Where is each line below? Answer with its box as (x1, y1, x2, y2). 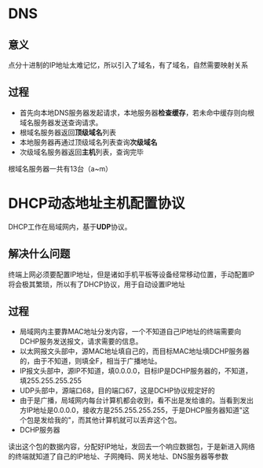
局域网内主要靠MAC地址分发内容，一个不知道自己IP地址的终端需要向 (19, 327, 242, 337)
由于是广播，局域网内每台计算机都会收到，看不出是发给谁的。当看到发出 (19, 396, 254, 405)
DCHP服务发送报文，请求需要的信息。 (19, 337, 143, 346)
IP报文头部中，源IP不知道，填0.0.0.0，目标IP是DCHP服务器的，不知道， (19, 367, 253, 376)
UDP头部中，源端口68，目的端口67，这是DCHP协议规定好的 (19, 386, 215, 396)
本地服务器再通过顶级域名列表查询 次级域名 (19, 137, 158, 146)
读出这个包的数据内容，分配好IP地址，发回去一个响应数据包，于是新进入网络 (8, 442, 255, 451)
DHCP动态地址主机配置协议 (8, 194, 185, 212)
